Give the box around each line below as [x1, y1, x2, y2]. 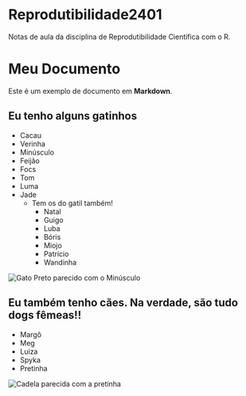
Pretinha [19, 363, 48, 373]
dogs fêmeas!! [8, 308, 82, 322]
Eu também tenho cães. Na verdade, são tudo [8, 296, 239, 310]
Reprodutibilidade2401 [8, 6, 162, 24]
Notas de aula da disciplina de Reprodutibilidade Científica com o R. [8, 32, 231, 41]
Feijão [19, 155, 40, 165]
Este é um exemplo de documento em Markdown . [8, 86, 173, 96]
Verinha [19, 139, 46, 148]
